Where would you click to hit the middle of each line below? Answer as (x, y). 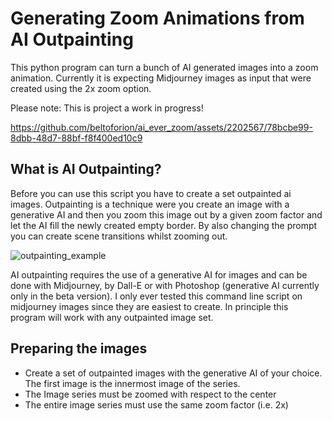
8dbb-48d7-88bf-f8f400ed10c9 (76, 138)
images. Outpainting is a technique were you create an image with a (150, 204)
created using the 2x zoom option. (81, 88)
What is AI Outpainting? (86, 169)
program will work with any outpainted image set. (112, 317)
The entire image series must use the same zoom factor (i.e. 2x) (156, 404)
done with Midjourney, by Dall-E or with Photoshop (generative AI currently (165, 285)
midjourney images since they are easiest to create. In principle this (149, 306)
